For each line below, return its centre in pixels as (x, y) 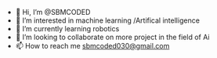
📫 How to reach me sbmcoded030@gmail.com (92, 46)
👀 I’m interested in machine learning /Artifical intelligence (107, 20)
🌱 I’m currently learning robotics (67, 29)
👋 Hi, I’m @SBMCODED (53, 12)
